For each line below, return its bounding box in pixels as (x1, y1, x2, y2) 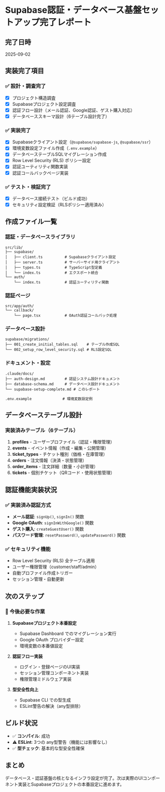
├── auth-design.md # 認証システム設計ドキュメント (5, 376, 121, 381)
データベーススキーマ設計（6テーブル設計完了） (12, 113, 110, 119)
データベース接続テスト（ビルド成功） (12, 195, 90, 201)
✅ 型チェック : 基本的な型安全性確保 (12, 745, 85, 751)
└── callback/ (5, 308, 34, 313)
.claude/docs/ (5, 371, 34, 376)
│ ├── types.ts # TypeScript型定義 (5, 265, 102, 270)
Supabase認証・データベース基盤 (5, 4, 142, 16)
